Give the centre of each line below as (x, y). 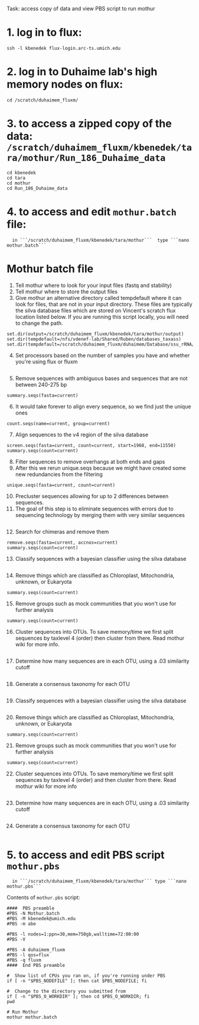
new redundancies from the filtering (59, 474)
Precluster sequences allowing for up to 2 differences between (92, 496)
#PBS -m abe (21, 924)
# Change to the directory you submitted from (66, 991)
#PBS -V (16, 939)
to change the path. (39, 323)
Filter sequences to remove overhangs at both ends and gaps (90, 461)
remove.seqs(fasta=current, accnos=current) (62, 542)
